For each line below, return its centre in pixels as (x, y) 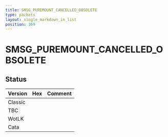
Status (16, 79)
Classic (17, 102)
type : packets (20, 15)
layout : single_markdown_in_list (41, 19)
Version (18, 94)
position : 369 (20, 24)
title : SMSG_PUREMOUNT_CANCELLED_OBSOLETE (51, 10)
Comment (59, 94)
